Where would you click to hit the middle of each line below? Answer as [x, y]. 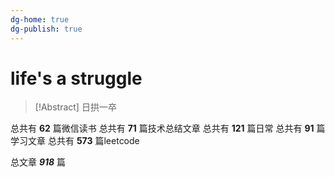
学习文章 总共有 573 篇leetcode [75, 141]
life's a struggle [76, 78]
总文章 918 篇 [38, 162]
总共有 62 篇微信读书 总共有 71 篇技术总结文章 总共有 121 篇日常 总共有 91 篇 [168, 128]
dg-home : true [40, 19]
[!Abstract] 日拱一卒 [75, 107]
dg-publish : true [46, 29]
